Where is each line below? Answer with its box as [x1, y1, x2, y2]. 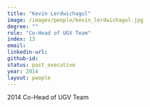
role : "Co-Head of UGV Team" [7, 29, 91, 37]
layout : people [7, 74, 51, 81]
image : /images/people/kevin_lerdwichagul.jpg [7, 17, 144, 23]
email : [7, 42, 26, 49]
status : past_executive [7, 61, 76, 68]
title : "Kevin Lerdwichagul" [7, 10, 91, 17]
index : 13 [7, 36, 36, 43]
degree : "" [7, 23, 39, 30]
